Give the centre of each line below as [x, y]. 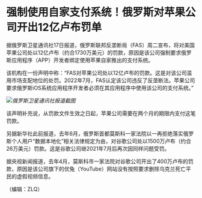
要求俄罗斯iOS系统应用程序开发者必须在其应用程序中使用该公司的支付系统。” [100, 88]
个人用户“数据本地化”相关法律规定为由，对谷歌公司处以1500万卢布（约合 [101, 141]
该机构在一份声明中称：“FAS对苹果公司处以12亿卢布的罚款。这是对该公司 [97, 73]
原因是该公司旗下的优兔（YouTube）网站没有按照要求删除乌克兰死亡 [101, 169]
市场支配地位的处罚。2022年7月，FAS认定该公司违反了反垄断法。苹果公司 [103, 80]
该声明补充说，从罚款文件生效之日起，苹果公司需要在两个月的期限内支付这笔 [101, 113]
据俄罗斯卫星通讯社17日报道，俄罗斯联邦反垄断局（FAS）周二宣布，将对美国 [101, 45]
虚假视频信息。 [35, 176]
